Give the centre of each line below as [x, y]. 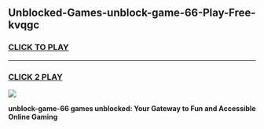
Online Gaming [33, 116]
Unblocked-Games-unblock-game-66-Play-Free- [132, 13]
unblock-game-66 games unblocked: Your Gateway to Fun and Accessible [132, 108]
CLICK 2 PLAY [35, 77]
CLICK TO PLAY [38, 48]
